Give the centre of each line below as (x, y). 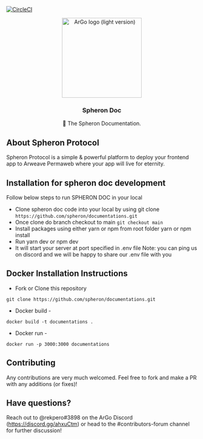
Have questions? (39, 403)
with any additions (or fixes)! (42, 384)
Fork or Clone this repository (51, 288)
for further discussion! (34, 430)
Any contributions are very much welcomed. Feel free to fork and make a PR (101, 378)
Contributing (31, 363)
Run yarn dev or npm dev (47, 241)
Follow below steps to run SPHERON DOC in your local (74, 197)
